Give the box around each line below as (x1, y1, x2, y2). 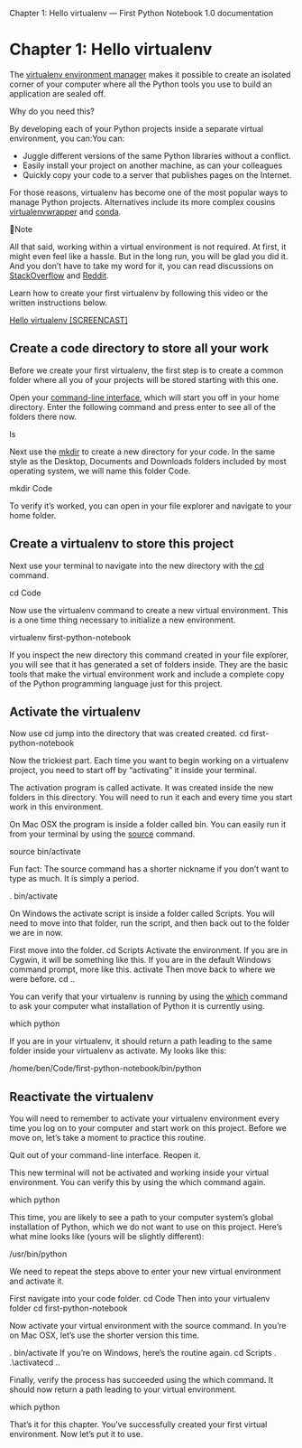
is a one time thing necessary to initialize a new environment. (9, 614, 236, 625)
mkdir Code (9, 482, 53, 493)
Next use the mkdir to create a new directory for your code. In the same (9, 446, 276, 457)
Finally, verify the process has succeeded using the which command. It (9, 1375, 274, 1386)
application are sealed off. (9, 88, 106, 98)
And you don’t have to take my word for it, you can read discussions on (9, 260, 274, 271)
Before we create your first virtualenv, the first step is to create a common (9, 365, 284, 376)
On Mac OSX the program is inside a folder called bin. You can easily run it (9, 819, 287, 830)
